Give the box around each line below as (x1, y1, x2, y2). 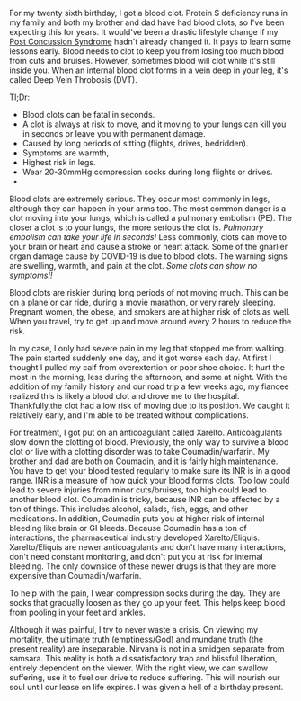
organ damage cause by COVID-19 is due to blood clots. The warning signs (9, 251, 288, 262)
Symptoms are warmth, (22, 147, 110, 158)
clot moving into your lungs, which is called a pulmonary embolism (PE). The (9, 213, 292, 223)
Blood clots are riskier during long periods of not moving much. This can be (9, 288, 289, 297)
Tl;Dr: (9, 92, 31, 102)
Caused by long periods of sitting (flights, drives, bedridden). (22, 138, 249, 148)
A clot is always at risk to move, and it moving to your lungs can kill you (22, 119, 287, 129)
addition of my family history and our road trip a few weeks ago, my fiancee (9, 381, 289, 392)
